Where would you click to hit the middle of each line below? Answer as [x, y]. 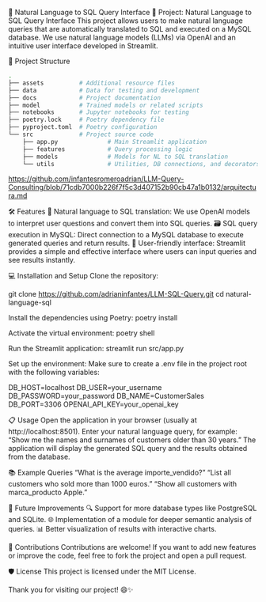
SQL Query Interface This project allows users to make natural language [125, 21]
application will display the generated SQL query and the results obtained [128, 449]
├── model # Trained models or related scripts [106, 105]
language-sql [30, 303]
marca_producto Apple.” [48, 492]
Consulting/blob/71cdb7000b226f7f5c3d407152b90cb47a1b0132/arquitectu [133, 187]
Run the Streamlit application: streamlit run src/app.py [96, 349]
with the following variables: [54, 373]
